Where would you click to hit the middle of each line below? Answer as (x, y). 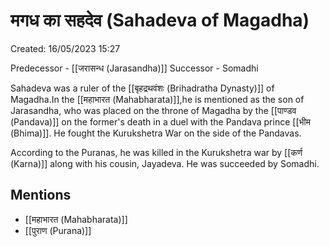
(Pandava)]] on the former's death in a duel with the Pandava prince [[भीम (160, 121)
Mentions (41, 195)
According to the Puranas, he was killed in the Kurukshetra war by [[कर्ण (156, 152)
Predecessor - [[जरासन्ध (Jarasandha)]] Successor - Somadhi (134, 68)
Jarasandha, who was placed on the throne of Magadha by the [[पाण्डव (153, 110)
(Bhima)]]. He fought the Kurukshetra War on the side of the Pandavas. (156, 133)
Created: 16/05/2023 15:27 (65, 48)
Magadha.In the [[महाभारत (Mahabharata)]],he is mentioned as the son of (157, 99)
